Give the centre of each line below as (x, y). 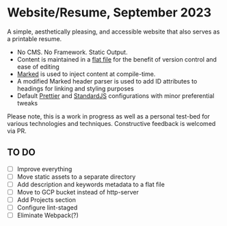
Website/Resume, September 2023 (109, 13)
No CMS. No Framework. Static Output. (72, 52)
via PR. (17, 131)
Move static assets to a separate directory (76, 177)
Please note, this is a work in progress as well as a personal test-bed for (109, 116)
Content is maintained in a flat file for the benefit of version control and (117, 59)
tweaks (27, 103)
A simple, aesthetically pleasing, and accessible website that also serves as (113, 32)
